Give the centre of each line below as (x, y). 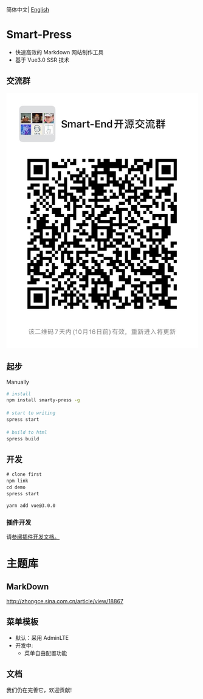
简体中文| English (28, 9)
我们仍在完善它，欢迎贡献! (39, 690)
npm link (17, 481)
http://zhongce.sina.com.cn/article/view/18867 (65, 601)
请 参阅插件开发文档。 (33, 537)
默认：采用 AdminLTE (42, 637)
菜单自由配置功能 (46, 653)
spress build (23, 439)
